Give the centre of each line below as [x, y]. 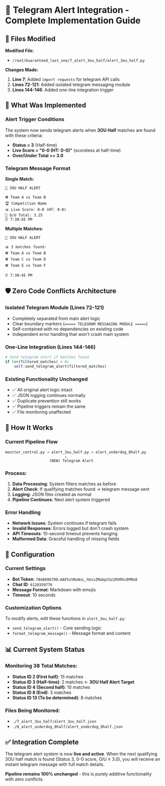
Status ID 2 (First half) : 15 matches [48, 676]
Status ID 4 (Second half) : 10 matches [51, 687]
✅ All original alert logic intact [42, 390]
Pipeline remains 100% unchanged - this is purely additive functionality [78, 774]
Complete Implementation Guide [73, 20]
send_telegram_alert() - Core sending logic [57, 628]
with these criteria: [24, 135]
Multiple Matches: [24, 229]
